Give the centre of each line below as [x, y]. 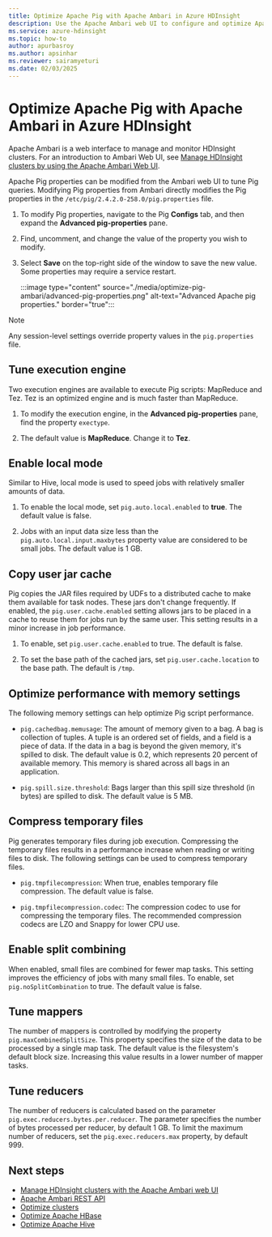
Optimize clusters [49, 1207]
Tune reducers [46, 1091]
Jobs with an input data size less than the [89, 531]
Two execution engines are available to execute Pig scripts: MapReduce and [136, 389]
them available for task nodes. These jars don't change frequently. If [122, 602]
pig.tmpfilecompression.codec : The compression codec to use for [130, 906]
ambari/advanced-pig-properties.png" [84, 296]
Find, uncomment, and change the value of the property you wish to [134, 238]
